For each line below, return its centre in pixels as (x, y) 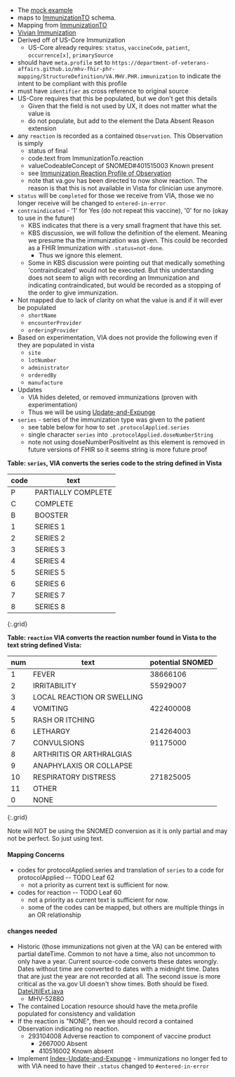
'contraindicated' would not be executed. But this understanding (121, 270)
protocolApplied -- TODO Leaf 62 (66, 877)
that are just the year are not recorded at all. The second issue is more (119, 976)
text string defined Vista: (45, 645)
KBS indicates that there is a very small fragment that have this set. (125, 225)
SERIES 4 (50, 561)
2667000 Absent (63, 1044)
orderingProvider (53, 330)
